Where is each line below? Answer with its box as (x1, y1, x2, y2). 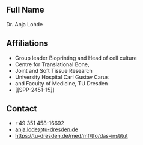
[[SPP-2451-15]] (14, 86, 55, 93)
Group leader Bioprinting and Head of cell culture (14, 54, 137, 61)
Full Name (6, 5, 44, 15)
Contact (6, 103, 37, 114)
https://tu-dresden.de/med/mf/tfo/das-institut (14, 132, 128, 140)
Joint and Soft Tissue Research (14, 67, 93, 74)
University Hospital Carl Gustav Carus (14, 73, 109, 81)
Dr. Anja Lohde (6, 20, 43, 28)
